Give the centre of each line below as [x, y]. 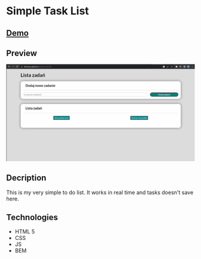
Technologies [32, 217]
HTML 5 [25, 232]
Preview [22, 53]
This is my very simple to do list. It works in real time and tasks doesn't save [100, 192]
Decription [26, 178]
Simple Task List [48, 11]
